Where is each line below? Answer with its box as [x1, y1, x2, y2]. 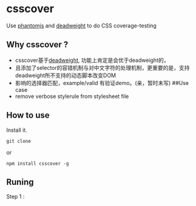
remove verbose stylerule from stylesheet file [15, 92, 129, 100]
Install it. [6, 126, 27, 134]
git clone [6, 138, 32, 144]
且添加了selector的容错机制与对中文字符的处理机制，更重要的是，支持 [15, 64, 190, 71]
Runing [6, 177, 34, 187]
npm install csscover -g [6, 160, 69, 167]
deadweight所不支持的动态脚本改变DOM [15, 72, 117, 79]
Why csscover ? [6, 39, 69, 50]
